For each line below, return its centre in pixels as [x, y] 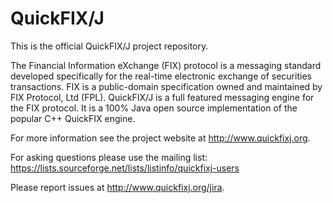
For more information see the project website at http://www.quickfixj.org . [160, 138]
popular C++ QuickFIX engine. [73, 118]
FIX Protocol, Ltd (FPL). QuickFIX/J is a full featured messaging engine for [162, 97]
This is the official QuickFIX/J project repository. [109, 46]
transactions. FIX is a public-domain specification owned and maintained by [166, 86]
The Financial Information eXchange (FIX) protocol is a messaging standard [166, 65]
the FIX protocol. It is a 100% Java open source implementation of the [154, 108]
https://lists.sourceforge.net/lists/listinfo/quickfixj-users [125, 168]
